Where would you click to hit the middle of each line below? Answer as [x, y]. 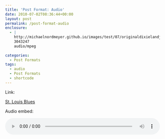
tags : [11, 64]
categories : [17, 55]
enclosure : [16, 28]
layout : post [18, 19]
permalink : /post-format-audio [37, 23]
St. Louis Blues [20, 102]
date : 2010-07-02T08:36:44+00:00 [39, 14]
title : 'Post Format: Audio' [35, 10]
